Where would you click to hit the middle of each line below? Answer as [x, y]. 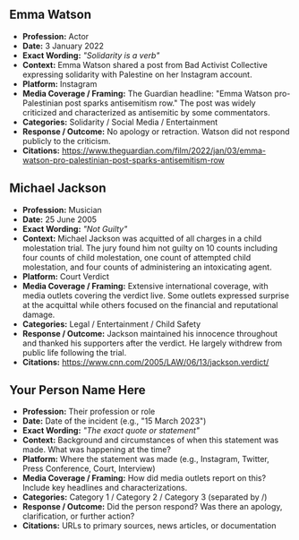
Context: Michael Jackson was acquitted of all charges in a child [142, 238]
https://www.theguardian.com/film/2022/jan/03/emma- [164, 150]
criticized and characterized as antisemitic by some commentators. [146, 112]
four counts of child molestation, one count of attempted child [137, 257]
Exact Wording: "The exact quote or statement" [111, 431]
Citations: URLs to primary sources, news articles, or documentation [149, 526]
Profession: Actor [56, 36]
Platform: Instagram [60, 83]
